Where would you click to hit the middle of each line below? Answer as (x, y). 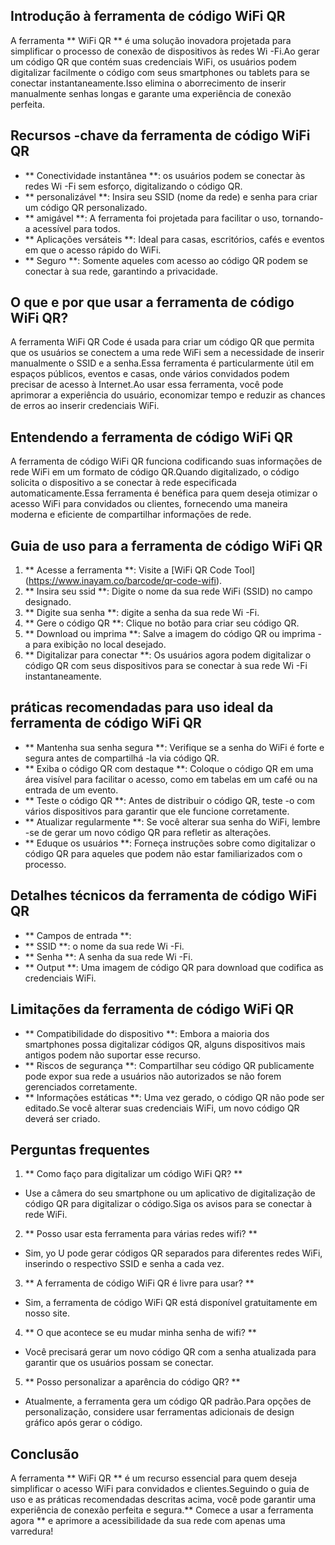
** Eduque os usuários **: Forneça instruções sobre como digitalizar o (170, 843)
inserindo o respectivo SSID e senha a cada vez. (124, 1264)
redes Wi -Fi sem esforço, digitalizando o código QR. (133, 186)
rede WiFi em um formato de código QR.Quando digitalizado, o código (155, 472)
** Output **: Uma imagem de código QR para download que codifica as (174, 967)
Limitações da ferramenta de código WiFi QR (152, 1009)
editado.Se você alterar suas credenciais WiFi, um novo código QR (162, 1108)
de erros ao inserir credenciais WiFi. (85, 406)
